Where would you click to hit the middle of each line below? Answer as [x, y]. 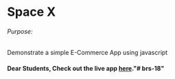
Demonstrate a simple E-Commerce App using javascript [87, 53]
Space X [32, 12]
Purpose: [20, 31]
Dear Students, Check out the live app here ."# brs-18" [86, 68]
